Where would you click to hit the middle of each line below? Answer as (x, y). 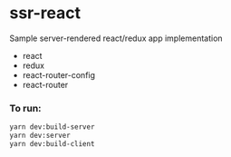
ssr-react (45, 13)
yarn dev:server (40, 136)
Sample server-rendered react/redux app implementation (116, 38)
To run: (26, 108)
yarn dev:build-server (52, 127)
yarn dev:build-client (52, 143)
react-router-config (59, 74)
